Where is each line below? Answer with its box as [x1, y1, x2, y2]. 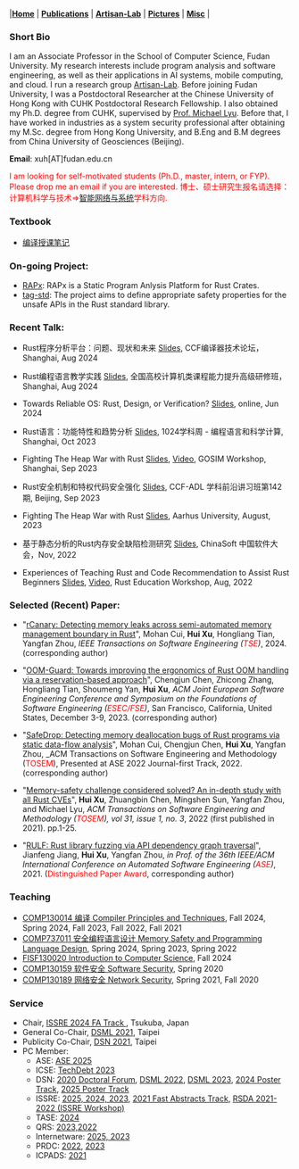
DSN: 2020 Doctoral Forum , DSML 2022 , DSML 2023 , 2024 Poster [35, 1074, 281, 1085]
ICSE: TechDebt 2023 [35, 1065, 116, 1075]
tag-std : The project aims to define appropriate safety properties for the [21, 289, 287, 300]
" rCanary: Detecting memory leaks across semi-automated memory [21, 619, 272, 630]
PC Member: [21, 1046, 70, 1057]
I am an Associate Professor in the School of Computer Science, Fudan [9, 51, 270, 62]
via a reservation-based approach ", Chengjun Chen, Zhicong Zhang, [21, 675, 275, 685]
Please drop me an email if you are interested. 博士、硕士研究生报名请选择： [9, 181, 290, 192]
